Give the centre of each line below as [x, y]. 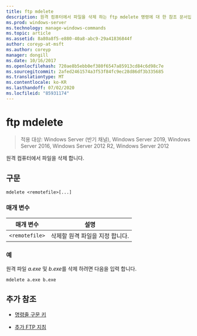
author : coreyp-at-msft [35, 45]
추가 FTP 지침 [30, 327]
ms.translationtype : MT [35, 77]
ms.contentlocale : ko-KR [36, 83]
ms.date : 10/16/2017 [31, 60]
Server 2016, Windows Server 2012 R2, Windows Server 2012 [95, 146]
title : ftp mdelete [30, 11]
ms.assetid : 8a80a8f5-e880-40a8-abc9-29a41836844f [69, 39]
